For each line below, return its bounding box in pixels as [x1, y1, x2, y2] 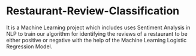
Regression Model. [6, 43, 53, 50]
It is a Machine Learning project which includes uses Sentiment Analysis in [6, 24, 191, 31]
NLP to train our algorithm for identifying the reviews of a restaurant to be [6, 30, 188, 37]
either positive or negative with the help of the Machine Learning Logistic [6, 36, 187, 43]
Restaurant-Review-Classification [6, 4, 180, 18]
